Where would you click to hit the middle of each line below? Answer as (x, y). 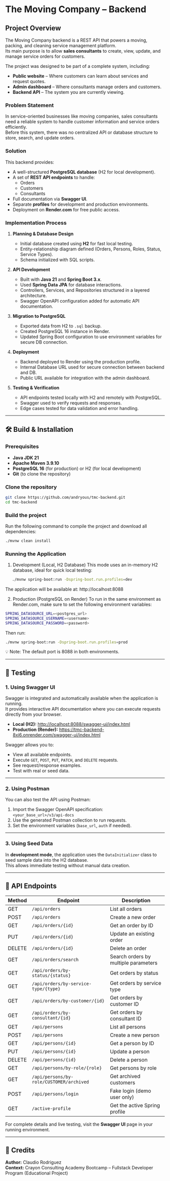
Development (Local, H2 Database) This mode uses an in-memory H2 (85, 565)
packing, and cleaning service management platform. (61, 46)
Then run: (15, 633)
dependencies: (21, 531)
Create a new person (135, 1035)
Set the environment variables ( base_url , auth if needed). (72, 826)
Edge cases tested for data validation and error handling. (79, 408)
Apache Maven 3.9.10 (36, 463)
